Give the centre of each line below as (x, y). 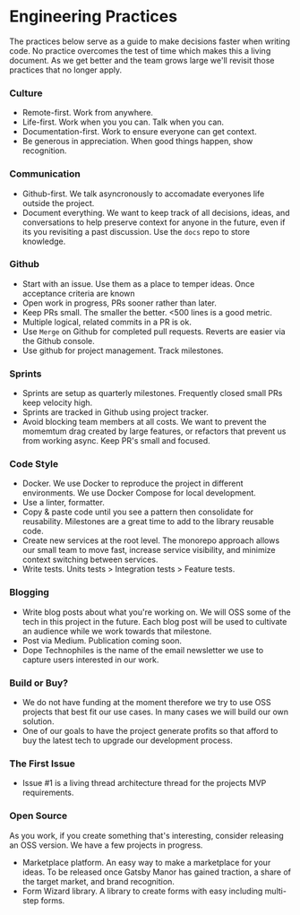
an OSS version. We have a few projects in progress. (106, 845)
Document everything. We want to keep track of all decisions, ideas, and (156, 212)
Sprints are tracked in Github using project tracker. (115, 412)
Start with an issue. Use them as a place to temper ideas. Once (138, 283)
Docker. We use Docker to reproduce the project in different (133, 483)
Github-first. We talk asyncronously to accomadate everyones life (143, 194)
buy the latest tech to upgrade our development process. (127, 740)
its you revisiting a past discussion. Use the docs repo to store (136, 231)
